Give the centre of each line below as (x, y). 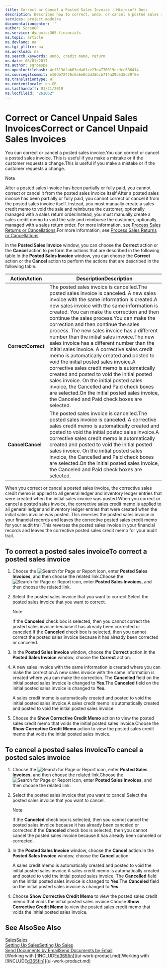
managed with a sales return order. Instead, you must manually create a (78, 214)
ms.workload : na (22, 51)
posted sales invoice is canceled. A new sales (103, 293)
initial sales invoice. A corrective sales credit (101, 349)
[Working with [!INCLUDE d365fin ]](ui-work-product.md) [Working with (77, 956)
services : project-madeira (33, 19)
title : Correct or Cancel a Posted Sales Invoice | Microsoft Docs (77, 10)
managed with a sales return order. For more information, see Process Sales (83, 225)
